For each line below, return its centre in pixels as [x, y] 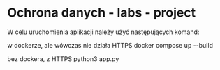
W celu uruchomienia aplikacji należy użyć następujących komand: [103, 32]
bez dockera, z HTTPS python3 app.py [63, 59]
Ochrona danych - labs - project [102, 13]
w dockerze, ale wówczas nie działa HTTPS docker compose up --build [110, 45]
